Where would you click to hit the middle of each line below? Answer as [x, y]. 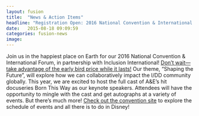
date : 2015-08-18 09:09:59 [42, 28]
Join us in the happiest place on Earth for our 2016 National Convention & [96, 56]
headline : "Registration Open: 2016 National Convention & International [99, 23]
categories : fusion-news [37, 34]
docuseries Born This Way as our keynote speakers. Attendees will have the [99, 88]
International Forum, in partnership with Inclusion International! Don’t [90, 62]
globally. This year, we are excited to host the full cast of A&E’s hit [87, 81]
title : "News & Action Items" [45, 17]
